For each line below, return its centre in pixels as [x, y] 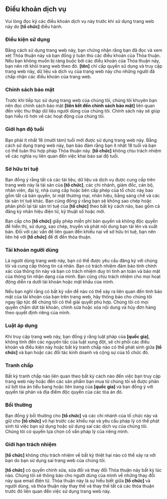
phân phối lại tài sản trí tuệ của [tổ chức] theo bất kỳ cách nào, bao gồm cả [83, 206]
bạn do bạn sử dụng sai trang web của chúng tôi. [56, 461]
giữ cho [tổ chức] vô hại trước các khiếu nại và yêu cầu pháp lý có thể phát [82, 421]
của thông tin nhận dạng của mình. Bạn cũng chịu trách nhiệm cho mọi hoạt [83, 276]
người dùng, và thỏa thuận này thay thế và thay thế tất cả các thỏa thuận [80, 486]
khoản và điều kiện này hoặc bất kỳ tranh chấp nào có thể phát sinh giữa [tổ [83, 347]
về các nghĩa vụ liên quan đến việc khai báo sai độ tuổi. [62, 156]
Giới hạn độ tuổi [24, 129]
